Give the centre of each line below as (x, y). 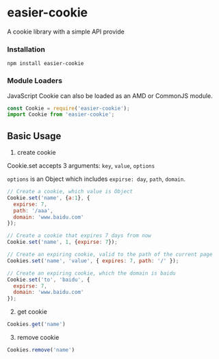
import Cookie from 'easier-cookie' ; (61, 114)
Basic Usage (34, 136)
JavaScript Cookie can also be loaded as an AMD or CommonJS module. (110, 96)
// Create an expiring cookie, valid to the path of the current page (110, 255)
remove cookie (38, 338)
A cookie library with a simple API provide (66, 32)
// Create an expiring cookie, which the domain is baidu (91, 273)
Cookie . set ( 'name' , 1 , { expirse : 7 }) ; (62, 242)
